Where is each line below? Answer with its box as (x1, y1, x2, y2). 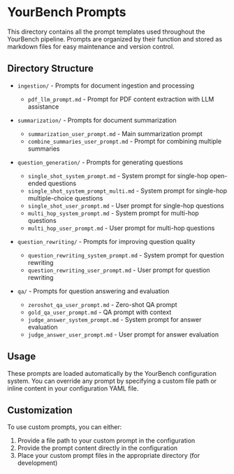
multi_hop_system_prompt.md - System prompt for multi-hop (27, 208, 199, 217)
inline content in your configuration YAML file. (7, 384, 139, 393)
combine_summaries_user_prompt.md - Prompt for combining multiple (27, 137, 222, 145)
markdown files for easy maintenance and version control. (7, 42, 175, 50)
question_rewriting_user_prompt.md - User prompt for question (27, 266, 211, 274)
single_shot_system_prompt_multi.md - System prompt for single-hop (27, 187, 227, 195)
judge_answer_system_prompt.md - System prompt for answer (27, 315, 202, 323)
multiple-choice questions (27, 194, 103, 202)
